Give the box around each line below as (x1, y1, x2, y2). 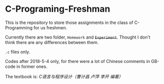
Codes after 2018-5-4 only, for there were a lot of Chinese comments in (5, 58, 150, 64)
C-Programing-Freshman (5, 3, 110, 15)
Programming (5, 24, 33, 30)
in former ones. (16, 63, 48, 69)
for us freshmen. (33, 24, 67, 30)
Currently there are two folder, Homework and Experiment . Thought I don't (5, 34, 151, 40)
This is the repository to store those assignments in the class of (5, 20, 134, 25)
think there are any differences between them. (5, 39, 99, 45)
